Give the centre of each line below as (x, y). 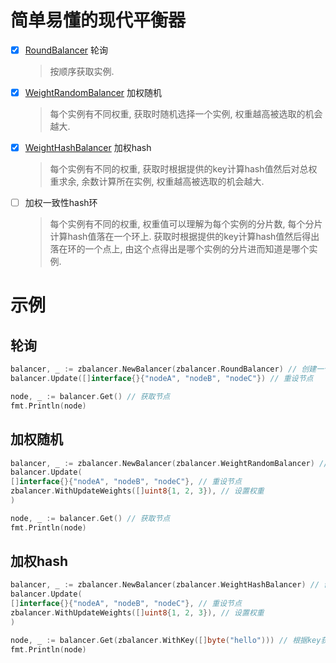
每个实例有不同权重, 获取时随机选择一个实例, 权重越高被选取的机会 (186, 114)
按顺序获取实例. (82, 71)
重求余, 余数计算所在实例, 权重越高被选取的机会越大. (157, 182)
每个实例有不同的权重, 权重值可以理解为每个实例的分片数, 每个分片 (186, 224)
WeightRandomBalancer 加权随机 (93, 92)
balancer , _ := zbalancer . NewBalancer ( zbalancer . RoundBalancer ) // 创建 (163, 369)
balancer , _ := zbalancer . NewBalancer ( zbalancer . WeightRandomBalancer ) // (169, 463)
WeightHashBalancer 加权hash (88, 148)
